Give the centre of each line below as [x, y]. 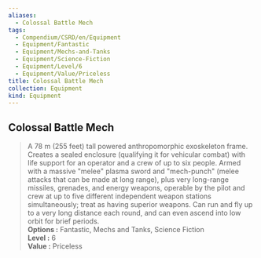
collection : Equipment [45, 88]
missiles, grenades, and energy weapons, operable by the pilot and [136, 188]
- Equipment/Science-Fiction [63, 60]
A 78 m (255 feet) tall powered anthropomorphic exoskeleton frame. [138, 147]
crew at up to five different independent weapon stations [119, 196]
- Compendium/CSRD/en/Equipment [68, 37]
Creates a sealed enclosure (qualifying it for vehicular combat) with [136, 154]
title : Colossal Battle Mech [56, 81]
